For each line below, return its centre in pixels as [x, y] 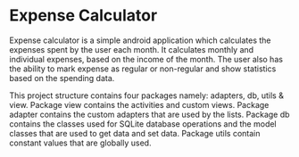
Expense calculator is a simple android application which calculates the [140, 40]
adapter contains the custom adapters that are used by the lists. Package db [149, 114]
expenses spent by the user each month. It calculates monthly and [132, 49]
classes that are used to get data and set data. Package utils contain [135, 133]
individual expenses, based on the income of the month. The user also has [146, 59]
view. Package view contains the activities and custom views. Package [139, 104]
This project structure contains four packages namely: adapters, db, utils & [146, 95]
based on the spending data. [62, 78]
